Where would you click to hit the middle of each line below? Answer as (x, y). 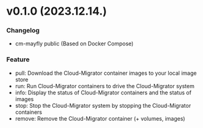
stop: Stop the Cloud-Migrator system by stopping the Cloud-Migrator (103, 105)
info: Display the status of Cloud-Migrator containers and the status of (103, 92)
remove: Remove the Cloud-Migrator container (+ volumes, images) (100, 118)
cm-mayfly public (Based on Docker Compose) (74, 43)
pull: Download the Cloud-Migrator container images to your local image (106, 73)
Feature (18, 59)
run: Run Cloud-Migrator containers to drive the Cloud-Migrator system (105, 86)
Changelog (23, 31)
